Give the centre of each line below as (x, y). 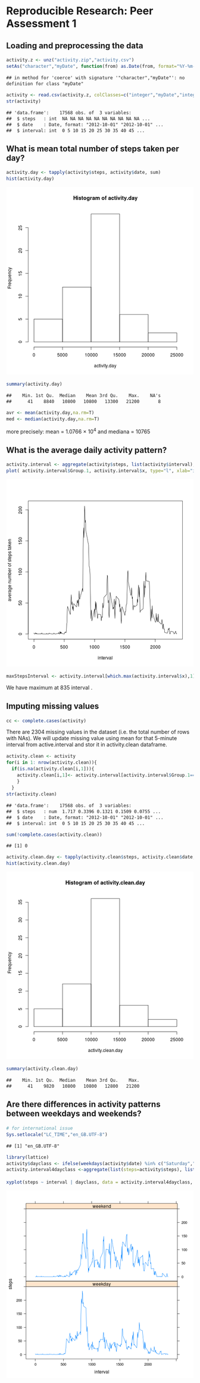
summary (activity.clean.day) (42, 1069)
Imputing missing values (53, 706)
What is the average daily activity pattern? (87, 450)
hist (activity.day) (30, 179)
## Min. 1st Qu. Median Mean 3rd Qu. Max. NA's (84, 395)
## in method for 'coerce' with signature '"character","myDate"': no (96, 78)
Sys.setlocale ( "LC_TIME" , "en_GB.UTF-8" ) (57, 1134)
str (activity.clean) (32, 794)
